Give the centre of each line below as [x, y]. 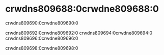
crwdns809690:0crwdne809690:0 [42, 23]
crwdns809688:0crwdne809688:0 [82, 9]
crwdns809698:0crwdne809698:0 [42, 48]
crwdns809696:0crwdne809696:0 [42, 38]
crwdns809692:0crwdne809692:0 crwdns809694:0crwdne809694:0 [79, 33]
